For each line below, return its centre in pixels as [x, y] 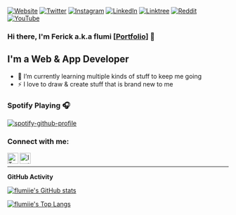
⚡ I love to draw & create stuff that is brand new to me [95, 84]
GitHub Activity [31, 177]
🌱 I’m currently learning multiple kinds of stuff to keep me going [110, 76]
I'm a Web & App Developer [68, 59]
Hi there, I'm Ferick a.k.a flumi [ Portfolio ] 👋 [81, 37]
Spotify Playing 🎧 [39, 105]
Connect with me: [38, 141]
